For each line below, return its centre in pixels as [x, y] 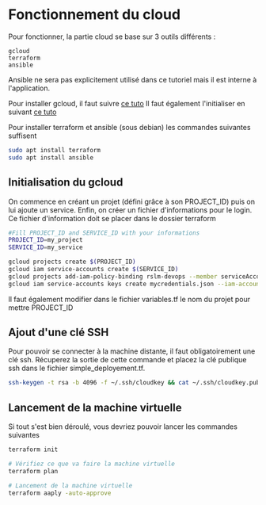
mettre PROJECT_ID [41, 308]
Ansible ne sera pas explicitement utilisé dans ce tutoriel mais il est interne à [133, 79]
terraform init [33, 450]
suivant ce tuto [32, 112]
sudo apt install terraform [55, 150]
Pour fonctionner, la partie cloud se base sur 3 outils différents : [112, 36]
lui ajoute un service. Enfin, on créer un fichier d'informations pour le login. [130, 210]
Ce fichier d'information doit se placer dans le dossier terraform [112, 218]
